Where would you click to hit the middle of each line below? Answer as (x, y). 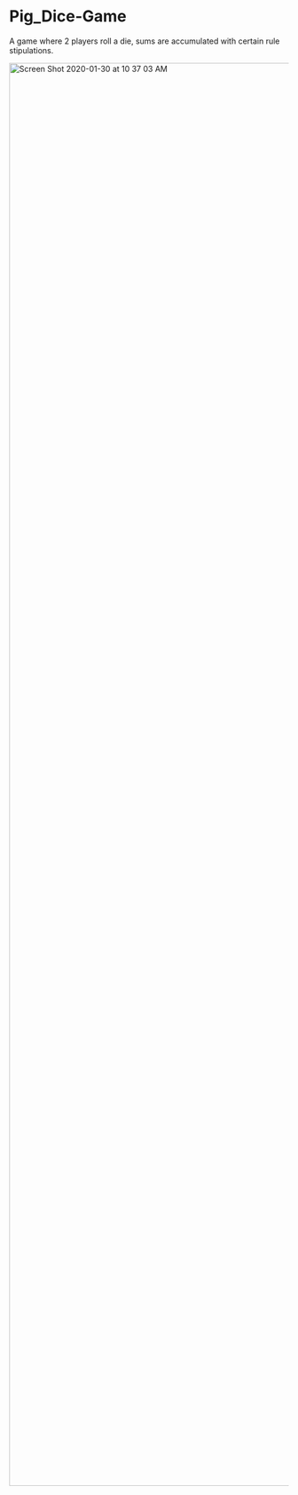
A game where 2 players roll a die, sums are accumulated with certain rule (145, 41)
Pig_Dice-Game (68, 16)
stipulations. (31, 50)
